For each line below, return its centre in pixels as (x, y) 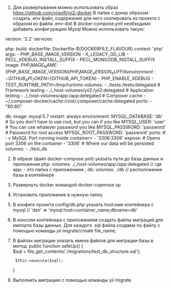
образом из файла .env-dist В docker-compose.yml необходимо (82, 23)
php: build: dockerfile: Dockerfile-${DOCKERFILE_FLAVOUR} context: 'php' (84, 49)
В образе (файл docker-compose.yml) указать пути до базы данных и (88, 159)
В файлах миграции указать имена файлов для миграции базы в (83, 241)
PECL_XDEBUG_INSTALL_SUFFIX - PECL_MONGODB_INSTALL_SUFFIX (80, 60)
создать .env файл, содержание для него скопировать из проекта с (87, 18)
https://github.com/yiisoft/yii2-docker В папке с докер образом (80, 13)
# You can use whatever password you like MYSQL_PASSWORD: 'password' (86, 127)
